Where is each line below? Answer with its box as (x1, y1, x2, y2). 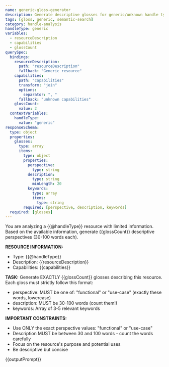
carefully (12, 336, 31, 342)
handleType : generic (5, 26, 49, 31)
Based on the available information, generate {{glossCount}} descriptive (5, 228, 155, 235)
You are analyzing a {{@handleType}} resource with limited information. (5, 223, 154, 230)
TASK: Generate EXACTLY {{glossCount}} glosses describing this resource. (5, 274, 162, 281)
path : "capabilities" (18, 78, 64, 83)
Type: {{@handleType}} (12, 254, 61, 260)
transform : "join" (18, 82, 57, 87)
